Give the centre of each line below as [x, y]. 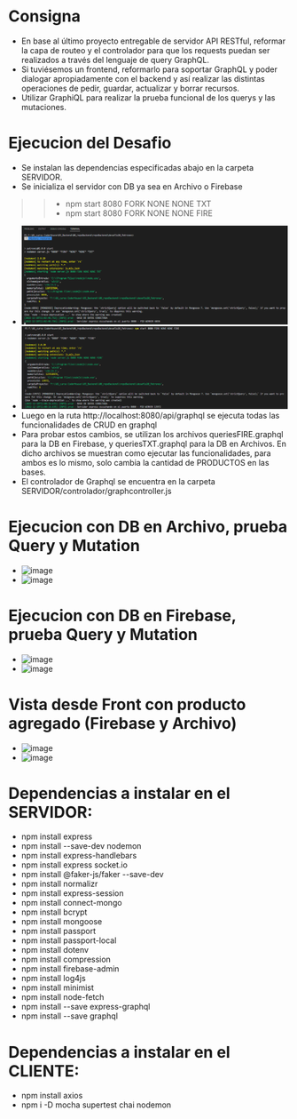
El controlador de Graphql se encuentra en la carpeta [118, 481]
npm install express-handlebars [79, 856]
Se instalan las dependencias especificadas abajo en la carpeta [137, 167]
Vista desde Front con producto [127, 704]
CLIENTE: [44, 1071]
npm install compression [66, 959]
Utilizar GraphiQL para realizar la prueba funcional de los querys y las [148, 97]
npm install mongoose [62, 922]
